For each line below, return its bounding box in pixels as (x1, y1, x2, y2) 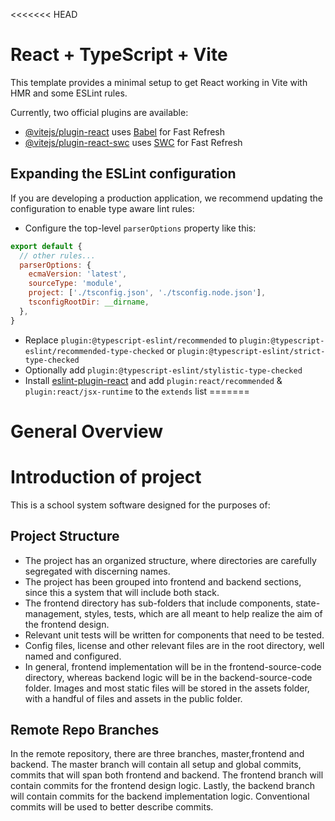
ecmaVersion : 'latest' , (28, 269, 128, 279)
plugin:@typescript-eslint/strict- (177, 346, 326, 356)
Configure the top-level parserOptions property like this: (24, 222, 257, 234)
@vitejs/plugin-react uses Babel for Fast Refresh (24, 125, 226, 138)
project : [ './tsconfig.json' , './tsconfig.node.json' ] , (28, 288, 267, 298)
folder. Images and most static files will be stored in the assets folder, (24, 682, 310, 694)
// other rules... (19, 250, 97, 261)
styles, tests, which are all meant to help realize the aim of (84, 607, 323, 619)
